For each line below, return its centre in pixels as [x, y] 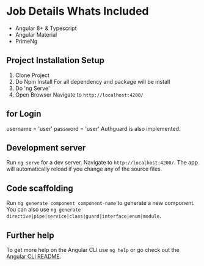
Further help [31, 235]
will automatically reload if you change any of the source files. [84, 169]
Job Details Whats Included [78, 11]
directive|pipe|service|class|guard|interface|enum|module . [84, 216]
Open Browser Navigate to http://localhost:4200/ [79, 94]
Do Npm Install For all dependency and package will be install [93, 81]
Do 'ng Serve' [32, 88]
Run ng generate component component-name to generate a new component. [101, 203]
